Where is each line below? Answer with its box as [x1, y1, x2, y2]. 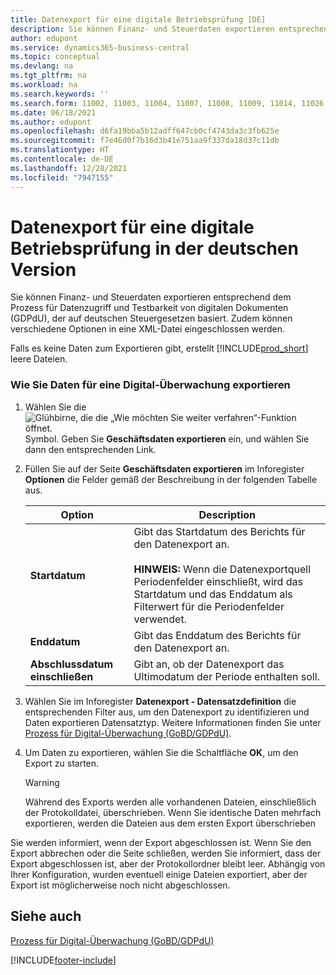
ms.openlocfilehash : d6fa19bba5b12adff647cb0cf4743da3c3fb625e [10, 126, 280, 136]
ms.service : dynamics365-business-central [10, 42, 190, 53]
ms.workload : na [10, 80, 78, 90]
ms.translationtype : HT [10, 145, 110, 155]
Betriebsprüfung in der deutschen [10, 237, 299, 260]
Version [10, 258, 77, 281]
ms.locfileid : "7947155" [10, 172, 114, 183]
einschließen [29, 669, 94, 683]
